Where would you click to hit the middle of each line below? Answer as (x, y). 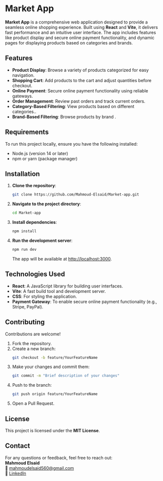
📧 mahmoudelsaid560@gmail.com (40, 468)
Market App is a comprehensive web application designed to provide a (76, 22)
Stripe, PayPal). (28, 306)
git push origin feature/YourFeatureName (55, 394)
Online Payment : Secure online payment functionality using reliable (80, 90)
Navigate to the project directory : (47, 204)
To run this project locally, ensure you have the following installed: (71, 144)
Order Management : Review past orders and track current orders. (79, 101)
